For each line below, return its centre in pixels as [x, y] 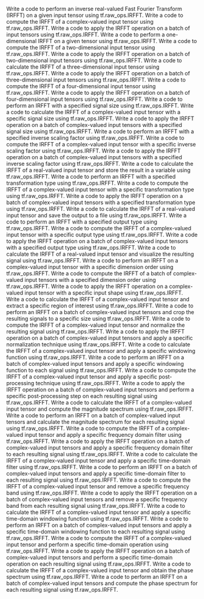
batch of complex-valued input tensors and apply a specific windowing [95, 364]
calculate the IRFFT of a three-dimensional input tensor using [83, 67]
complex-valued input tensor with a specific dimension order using [90, 267]
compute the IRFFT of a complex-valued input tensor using [80, 22]
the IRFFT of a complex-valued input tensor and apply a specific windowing [101, 351]
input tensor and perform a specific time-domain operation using [87, 544]
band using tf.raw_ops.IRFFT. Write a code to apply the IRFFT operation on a [102, 493]
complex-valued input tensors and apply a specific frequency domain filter [100, 448]
